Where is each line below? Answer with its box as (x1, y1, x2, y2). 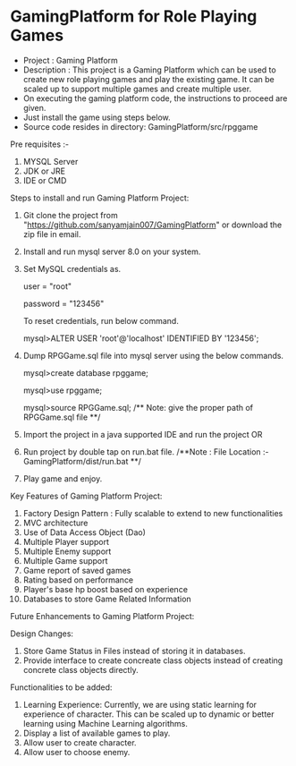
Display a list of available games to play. (22, 728, 171, 738)
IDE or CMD (22, 174, 67, 185)
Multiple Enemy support (22, 546, 112, 557)
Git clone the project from (22, 209, 119, 220)
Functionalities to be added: (10, 682, 113, 693)
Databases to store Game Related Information (22, 593, 191, 604)
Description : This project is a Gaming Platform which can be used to (22, 64, 276, 75)
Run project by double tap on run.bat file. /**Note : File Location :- (22, 446, 269, 457)
